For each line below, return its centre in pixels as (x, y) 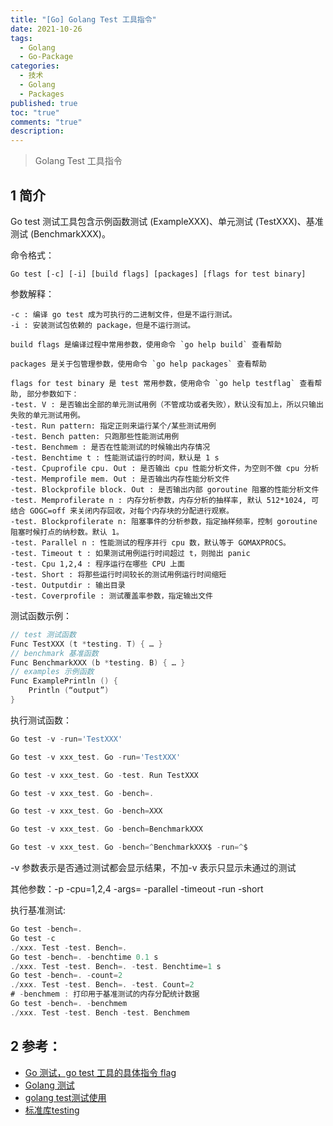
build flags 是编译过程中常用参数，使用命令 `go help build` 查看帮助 (146, 344)
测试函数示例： (41, 615)
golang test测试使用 (65, 1097)
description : (37, 131)
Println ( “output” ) (69, 691)
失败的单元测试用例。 (47, 415)
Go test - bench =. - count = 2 (66, 976)
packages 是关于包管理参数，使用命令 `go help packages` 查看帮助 (138, 364)
